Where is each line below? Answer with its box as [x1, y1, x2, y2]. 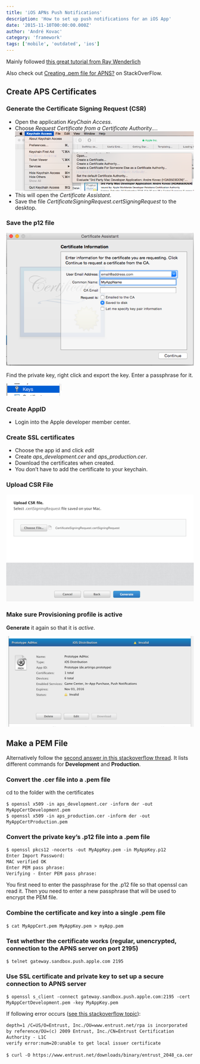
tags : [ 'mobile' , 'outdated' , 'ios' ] [6, 41, 100, 47]
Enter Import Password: [6, 853, 65, 859]
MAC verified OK [6, 859, 46, 865]
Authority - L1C [6, 1034, 46, 1041]
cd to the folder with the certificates [6, 789, 94, 796]
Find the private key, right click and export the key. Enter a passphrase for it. [6, 371, 193, 378]
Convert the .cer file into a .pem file [6, 775, 111, 784]
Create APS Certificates [6, 87, 97, 97]
